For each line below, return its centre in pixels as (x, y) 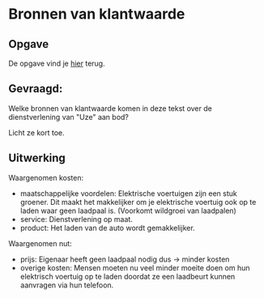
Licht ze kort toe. (36, 132)
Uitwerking (37, 158)
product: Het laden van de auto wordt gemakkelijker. (108, 228)
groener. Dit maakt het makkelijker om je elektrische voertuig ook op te (138, 202)
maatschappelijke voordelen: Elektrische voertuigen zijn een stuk (128, 193)
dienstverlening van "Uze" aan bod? (69, 117)
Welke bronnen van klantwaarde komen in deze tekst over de (110, 108)
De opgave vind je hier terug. (57, 63)
